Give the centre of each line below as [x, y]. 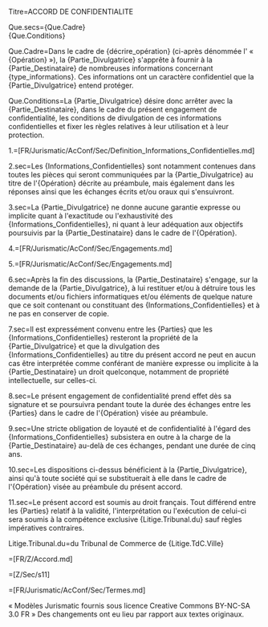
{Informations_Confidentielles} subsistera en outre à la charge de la [120, 437]
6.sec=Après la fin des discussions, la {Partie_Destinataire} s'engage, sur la [133, 279]
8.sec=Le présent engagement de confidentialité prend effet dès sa [120, 396]
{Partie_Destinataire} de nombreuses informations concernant [111, 68]
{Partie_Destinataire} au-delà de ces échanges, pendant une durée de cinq [132, 446]
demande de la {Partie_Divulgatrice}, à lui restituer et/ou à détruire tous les [132, 288]
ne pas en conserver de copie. [59, 313]
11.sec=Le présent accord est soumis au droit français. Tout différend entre [132, 502]
